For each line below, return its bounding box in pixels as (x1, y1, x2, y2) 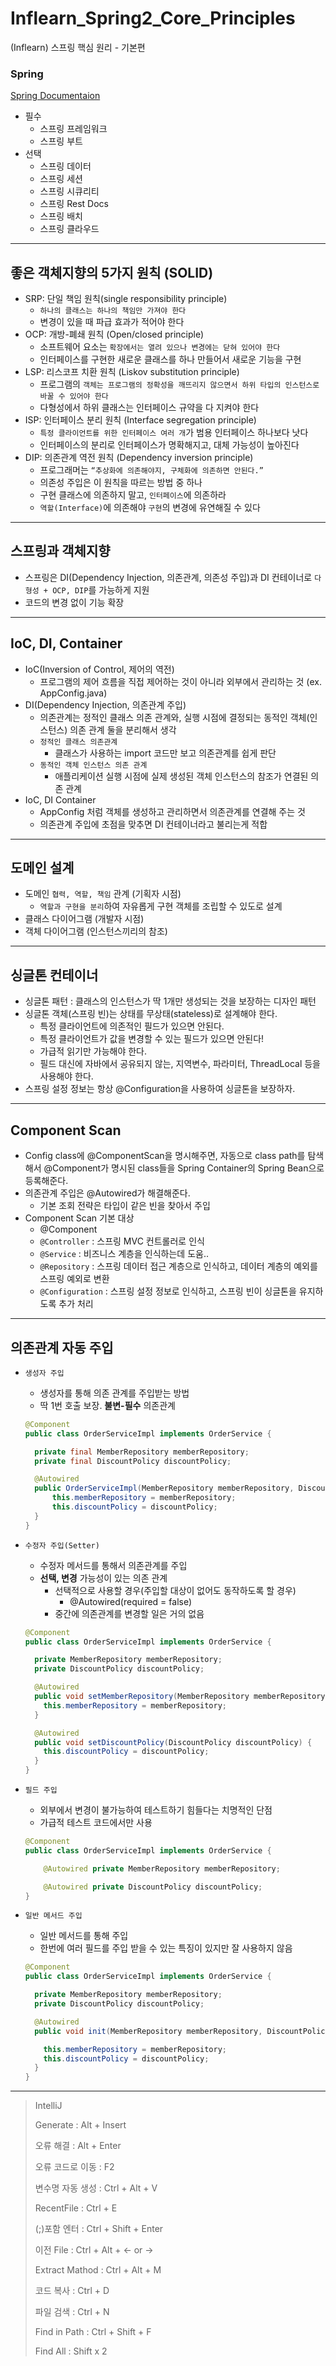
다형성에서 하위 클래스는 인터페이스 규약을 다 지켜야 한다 (39, 402, 260, 414)
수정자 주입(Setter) (24, 1540, 100, 1551)
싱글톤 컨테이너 (10, 967, 99, 984)
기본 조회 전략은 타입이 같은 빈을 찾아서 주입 (39, 1200, 211, 1212)
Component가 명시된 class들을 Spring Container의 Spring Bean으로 (52, 1162, 325, 1174)
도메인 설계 (10, 860, 75, 877)
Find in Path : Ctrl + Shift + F (34, 2326, 152, 2338)
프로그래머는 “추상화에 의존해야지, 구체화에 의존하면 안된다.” (39, 464, 264, 476)
